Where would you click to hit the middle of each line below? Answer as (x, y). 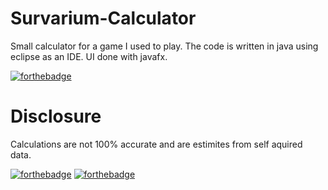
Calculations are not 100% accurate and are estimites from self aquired (156, 144)
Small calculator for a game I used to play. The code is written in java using (164, 46)
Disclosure (56, 116)
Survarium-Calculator (103, 18)
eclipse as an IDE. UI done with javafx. (89, 56)
